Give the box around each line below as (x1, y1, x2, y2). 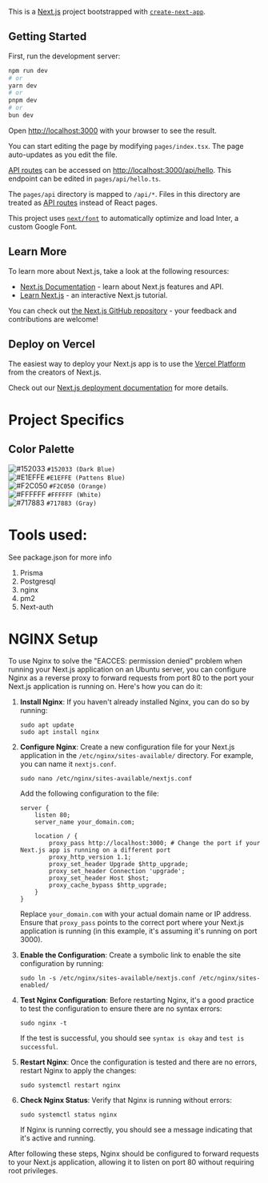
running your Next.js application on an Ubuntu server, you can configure (8, 664, 246, 675)
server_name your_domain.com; (34, 818, 135, 827)
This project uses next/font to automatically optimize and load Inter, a (8, 213, 239, 223)
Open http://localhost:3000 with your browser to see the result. (8, 126, 218, 135)
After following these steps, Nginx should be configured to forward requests (8, 1149, 260, 1159)
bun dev (8, 111, 34, 119)
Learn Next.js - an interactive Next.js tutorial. (19, 290, 168, 299)
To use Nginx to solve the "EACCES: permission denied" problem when (8, 656, 242, 666)
